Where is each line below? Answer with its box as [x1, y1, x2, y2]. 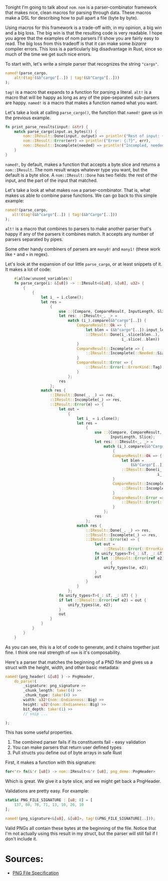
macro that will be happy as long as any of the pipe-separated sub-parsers [5, 94, 160, 100]
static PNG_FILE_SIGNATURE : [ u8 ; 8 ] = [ [5, 798, 93, 803]
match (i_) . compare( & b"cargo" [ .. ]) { [67, 318, 146, 323]
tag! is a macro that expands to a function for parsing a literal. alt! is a [5, 89, 151, 95]
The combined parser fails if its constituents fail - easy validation [12, 739, 146, 745]
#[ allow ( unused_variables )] [14, 276, 72, 281]
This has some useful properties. [5, 729, 73, 736]
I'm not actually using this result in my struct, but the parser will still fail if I [5, 830, 157, 836]
